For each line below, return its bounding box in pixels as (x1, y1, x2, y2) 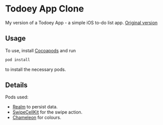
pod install (5, 57, 30, 62)
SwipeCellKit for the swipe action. (12, 109, 83, 115)
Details (5, 81, 28, 89)
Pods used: (5, 94, 29, 100)
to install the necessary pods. (5, 66, 66, 72)
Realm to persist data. (12, 104, 58, 110)
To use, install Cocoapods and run (5, 47, 76, 53)
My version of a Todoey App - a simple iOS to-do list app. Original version (5, 20, 158, 26)
